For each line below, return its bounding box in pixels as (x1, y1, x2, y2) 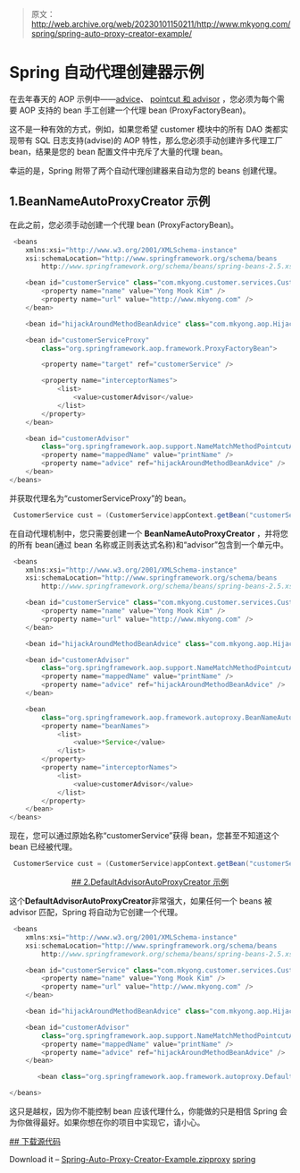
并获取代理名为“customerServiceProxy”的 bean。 (9, 492, 192, 504)
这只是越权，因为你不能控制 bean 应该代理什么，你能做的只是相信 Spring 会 (9, 1106, 287, 1117)
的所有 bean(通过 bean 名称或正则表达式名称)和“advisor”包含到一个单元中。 (9, 539, 288, 549)
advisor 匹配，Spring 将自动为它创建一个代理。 (9, 907, 183, 917)
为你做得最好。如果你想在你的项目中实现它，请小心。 (9, 1118, 205, 1127)
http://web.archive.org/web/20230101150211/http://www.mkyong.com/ (30, 19, 291, 30)
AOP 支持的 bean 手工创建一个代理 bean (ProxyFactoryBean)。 (19, 105, 251, 115)
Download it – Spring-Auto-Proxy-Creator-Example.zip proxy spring (9, 1154, 256, 1164)
